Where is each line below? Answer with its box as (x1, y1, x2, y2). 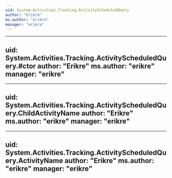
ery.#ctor (5, 62, 36, 70)
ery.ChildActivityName (5, 109, 80, 118)
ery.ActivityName (5, 156, 63, 165)
